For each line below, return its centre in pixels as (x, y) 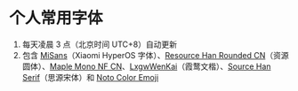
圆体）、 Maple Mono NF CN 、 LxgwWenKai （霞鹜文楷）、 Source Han (146, 66)
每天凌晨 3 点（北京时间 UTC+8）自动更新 (100, 44)
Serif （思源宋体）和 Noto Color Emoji (90, 77)
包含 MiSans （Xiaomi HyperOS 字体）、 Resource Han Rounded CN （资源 (155, 55)
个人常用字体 (56, 18)
